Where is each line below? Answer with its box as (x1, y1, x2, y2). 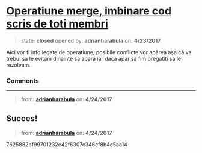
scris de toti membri (6, 17, 108, 31)
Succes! (6, 113, 38, 123)
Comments (6, 76, 39, 85)
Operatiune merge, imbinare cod (6, 4, 172, 18)
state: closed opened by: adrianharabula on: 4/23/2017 (20, 37, 161, 44)
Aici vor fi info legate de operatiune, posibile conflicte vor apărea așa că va (6, 48, 192, 55)
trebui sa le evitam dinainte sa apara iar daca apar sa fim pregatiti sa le (6, 55, 182, 62)
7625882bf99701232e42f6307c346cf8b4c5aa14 (6, 141, 127, 148)
